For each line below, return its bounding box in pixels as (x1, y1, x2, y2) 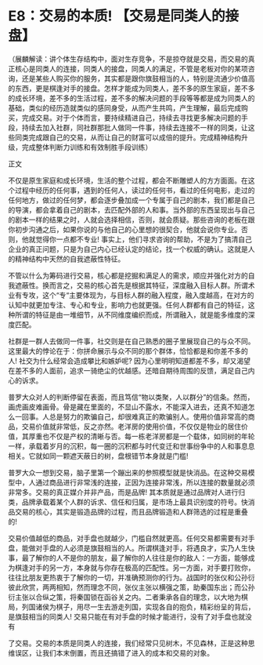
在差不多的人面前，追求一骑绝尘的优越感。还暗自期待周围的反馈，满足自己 (8, 365, 248, 375)
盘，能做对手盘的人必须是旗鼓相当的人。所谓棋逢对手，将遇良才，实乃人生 (8, 543, 248, 553)
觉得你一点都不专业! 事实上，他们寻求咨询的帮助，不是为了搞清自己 (34, 234, 252, 244)
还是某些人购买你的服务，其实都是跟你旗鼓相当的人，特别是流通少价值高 (21, 74, 255, 83)
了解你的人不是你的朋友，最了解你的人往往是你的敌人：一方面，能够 (28, 553, 248, 562)
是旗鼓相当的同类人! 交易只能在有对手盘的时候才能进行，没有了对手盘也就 (8, 612, 245, 621)
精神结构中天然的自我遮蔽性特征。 (14, 254, 125, 263)
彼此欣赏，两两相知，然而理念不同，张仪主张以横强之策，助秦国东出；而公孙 (8, 582, 255, 592)
